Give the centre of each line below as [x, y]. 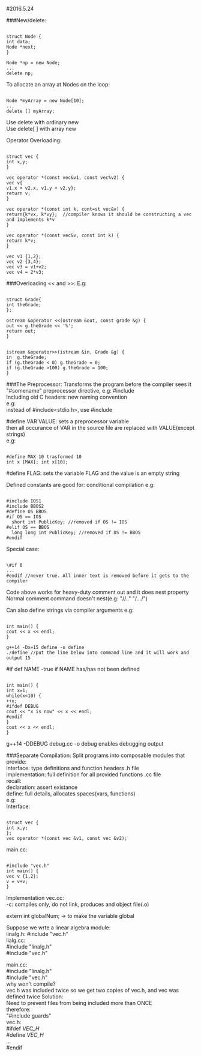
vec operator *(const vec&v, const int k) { [63, 235]
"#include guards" [29, 1016]
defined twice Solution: [35, 997]
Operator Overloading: [34, 140]
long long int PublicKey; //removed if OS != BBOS [76, 533]
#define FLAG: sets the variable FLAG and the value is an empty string [93, 473]
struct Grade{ [24, 300]
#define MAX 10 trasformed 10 [44, 457]
